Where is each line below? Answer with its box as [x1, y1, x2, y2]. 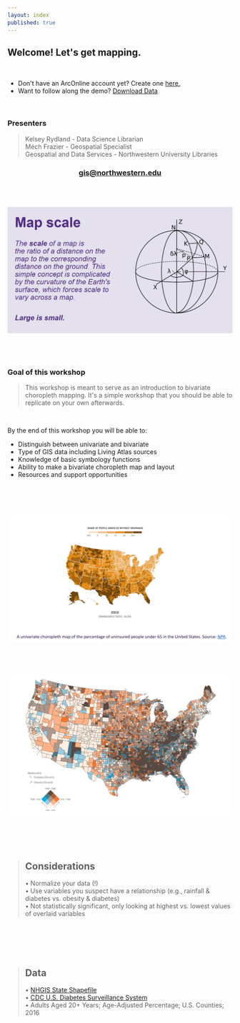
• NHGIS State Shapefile [24, 986, 97, 994]
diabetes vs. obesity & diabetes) [24, 895, 120, 903]
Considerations [24, 860, 96, 872]
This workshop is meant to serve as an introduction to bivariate [24, 383, 211, 392]
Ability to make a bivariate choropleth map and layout [17, 463, 175, 471]
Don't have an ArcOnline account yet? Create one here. [17, 79, 181, 88]
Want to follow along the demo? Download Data [17, 86, 159, 96]
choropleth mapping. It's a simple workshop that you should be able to [24, 391, 233, 400]
